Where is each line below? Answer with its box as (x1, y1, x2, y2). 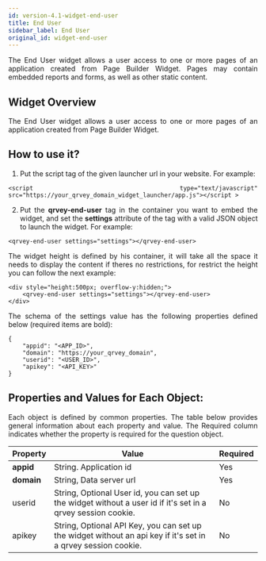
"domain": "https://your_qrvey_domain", (22, 348, 158, 357)
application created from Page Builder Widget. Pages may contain (8, 64, 258, 74)
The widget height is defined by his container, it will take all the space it (8, 251, 258, 260)
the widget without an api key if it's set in (54, 529, 206, 540)
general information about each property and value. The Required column (8, 421, 258, 430)
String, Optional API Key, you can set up (54, 520, 202, 531)
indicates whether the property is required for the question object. (8, 429, 224, 439)
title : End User (8, 19, 62, 27)
